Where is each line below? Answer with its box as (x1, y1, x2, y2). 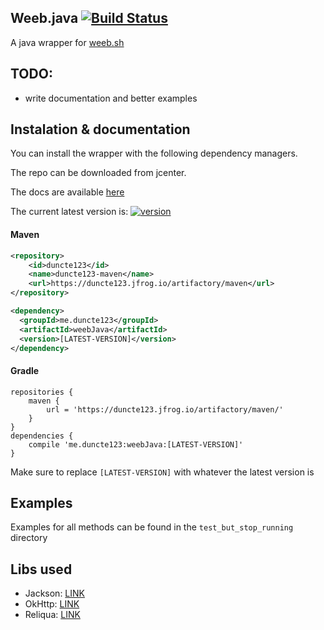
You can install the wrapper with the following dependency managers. (10, 147, 298, 160)
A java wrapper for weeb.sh (10, 36, 125, 48)
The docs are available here (10, 186, 125, 198)
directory (10, 532, 48, 544)
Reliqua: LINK (24, 609, 81, 621)
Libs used (10, 561, 73, 578)
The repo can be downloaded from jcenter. (10, 167, 187, 179)
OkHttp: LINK (24, 598, 80, 610)
